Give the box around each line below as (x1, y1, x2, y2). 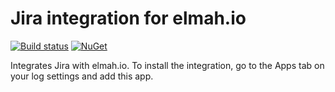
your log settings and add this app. (10, 70, 154, 82)
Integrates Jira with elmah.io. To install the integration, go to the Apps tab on (10, 59, 325, 71)
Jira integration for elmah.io (10, 7, 247, 30)
